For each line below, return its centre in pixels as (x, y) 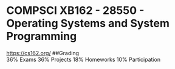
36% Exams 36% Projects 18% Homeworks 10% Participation (84, 59)
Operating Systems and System (88, 23)
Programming (42, 36)
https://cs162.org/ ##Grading (43, 53)
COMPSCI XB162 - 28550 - (75, 11)
